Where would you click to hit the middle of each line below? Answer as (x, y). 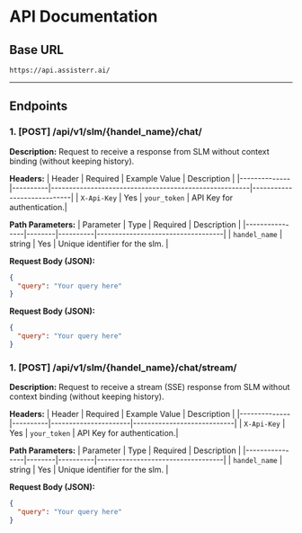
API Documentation (84, 17)
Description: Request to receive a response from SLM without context (139, 151)
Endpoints (39, 107)
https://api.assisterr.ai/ (60, 70)
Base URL (37, 50)
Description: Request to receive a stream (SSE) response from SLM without (150, 387)
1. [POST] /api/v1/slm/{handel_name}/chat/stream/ (123, 368)
